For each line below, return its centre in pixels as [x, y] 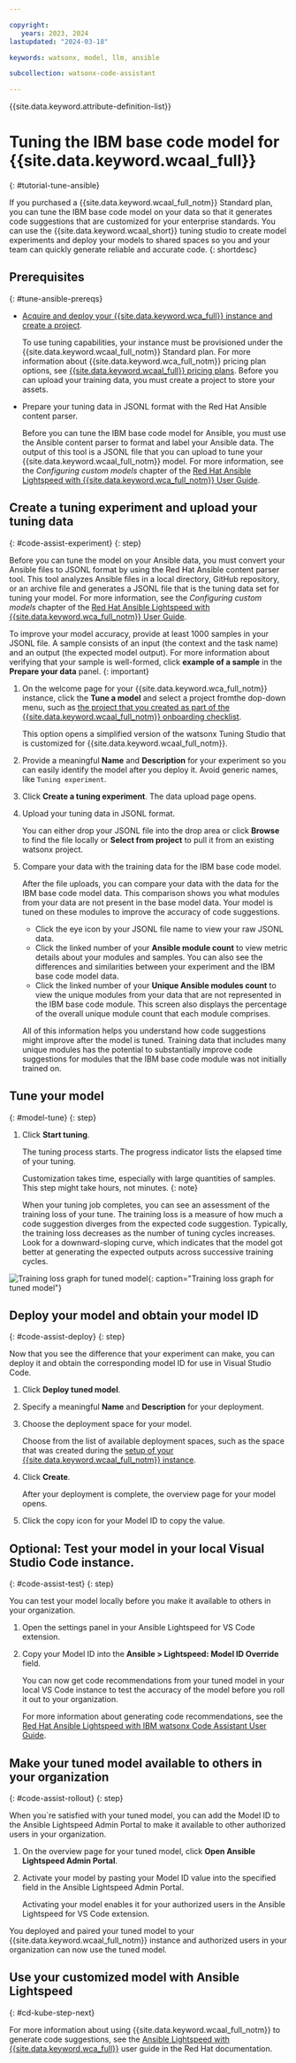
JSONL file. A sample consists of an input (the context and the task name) [144, 643]
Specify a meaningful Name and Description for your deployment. [143, 1407]
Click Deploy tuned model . [71, 1390]
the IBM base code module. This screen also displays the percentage [161, 1004]
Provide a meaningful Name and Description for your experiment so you [154, 760]
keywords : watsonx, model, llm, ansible [85, 58]
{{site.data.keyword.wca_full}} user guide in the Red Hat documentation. [141, 2048]
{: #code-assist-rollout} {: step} [66, 1798]
